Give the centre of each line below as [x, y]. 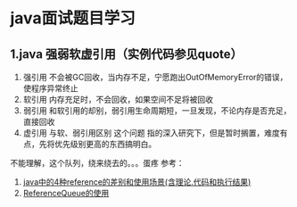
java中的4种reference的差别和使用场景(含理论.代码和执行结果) [137, 182]
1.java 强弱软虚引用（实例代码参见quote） [127, 54]
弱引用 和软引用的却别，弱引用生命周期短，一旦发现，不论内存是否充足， [157, 111]
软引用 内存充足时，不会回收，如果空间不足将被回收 [118, 99]
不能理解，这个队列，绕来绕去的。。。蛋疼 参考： [97, 163]
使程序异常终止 [50, 88]
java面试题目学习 [73, 18]
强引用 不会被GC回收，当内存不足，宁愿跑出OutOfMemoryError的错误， [155, 77]
